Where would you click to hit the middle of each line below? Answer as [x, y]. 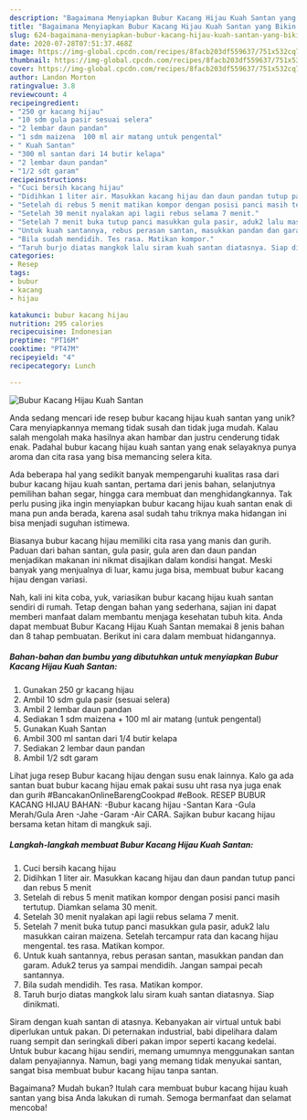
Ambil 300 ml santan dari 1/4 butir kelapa [100, 738]
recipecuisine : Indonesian [61, 332]
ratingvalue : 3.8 [42, 86]
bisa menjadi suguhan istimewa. [70, 523]
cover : [22, 69]
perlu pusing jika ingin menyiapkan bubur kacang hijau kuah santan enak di [151, 503]
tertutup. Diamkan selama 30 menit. [90, 907]
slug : [20, 35]
